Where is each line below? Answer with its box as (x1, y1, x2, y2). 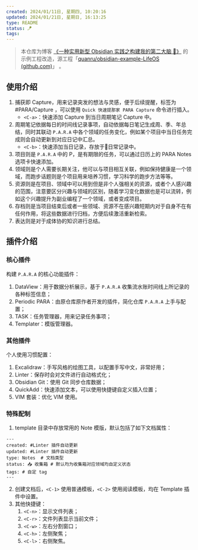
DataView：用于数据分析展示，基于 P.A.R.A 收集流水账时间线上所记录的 (14, 283, 190, 290)
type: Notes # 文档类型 (6, 455, 64, 461)
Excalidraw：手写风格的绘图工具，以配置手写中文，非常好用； (14, 363, 167, 371)
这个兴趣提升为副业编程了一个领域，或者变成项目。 (20, 195, 145, 202)
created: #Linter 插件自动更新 (6, 442, 78, 448)
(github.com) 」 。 (20, 63, 65, 70)
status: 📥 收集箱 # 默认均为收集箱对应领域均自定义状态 (6, 462, 131, 467)
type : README (6, 20, 39, 26)
